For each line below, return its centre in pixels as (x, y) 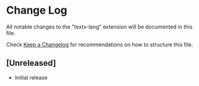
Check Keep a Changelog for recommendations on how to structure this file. (100, 44)
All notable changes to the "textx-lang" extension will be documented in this (99, 27)
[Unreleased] (31, 63)
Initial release (31, 77)
